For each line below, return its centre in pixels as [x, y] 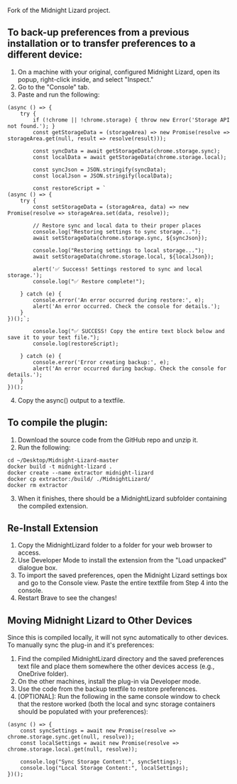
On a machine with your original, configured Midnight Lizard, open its [118, 72]
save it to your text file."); [54, 337]
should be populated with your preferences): [83, 712]
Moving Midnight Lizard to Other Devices [100, 620]
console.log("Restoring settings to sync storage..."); [117, 232]
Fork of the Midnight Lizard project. [59, 10]
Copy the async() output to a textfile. [71, 400]
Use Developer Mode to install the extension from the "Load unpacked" [122, 560]
